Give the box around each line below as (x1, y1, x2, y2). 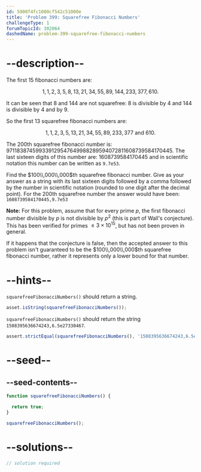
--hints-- (6, 273, 52, 287)
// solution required (6, 460, 60, 466)
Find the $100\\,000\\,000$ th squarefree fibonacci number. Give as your (6, 171, 184, 179)
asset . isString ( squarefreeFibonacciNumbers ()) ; (6, 305, 127, 311)
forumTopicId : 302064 (6, 25, 60, 32)
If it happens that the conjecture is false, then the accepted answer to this (6, 240, 188, 247)
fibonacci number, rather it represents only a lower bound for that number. (6, 252, 190, 260)
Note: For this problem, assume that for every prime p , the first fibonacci (6, 207, 185, 214)
